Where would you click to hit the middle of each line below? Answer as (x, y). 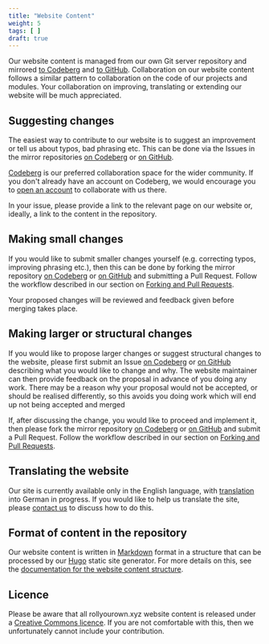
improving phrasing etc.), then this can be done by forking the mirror (122, 267)
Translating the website (69, 471)
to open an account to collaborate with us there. (88, 190)
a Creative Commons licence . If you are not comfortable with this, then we (131, 623)
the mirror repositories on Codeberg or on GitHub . (91, 157)
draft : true (28, 38)
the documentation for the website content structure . (96, 569)
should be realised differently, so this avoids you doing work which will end (132, 396)
